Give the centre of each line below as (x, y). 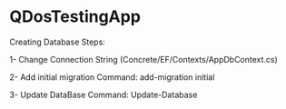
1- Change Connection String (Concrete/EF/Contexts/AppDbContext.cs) (144, 59)
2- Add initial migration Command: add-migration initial (112, 77)
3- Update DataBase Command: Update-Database (104, 94)
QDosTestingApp (75, 17)
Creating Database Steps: (58, 42)
